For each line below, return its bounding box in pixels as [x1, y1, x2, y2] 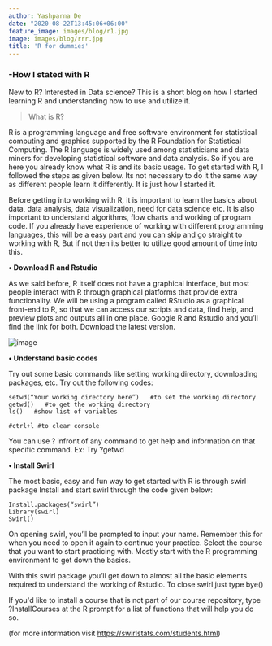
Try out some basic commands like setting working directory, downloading [8, 369, 258, 379]
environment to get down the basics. [8, 555, 132, 565]
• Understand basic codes [8, 353, 98, 363]
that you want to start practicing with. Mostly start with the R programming [8, 547, 257, 557]
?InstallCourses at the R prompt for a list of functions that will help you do [8, 604, 254, 614]
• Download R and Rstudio [8, 263, 98, 273]
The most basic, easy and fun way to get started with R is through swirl [8, 477, 247, 487]
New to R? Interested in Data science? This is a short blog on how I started [8, 87, 257, 98]
